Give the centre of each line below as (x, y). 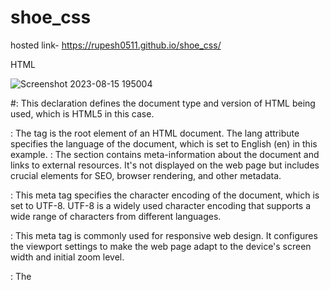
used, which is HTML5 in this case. (82, 113)
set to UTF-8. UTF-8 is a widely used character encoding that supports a (161, 205)
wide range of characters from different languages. (116, 216)
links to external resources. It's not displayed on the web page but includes (165, 165)
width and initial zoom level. (67, 257)
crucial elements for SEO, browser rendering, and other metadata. (146, 175)
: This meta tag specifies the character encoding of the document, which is (165, 195)
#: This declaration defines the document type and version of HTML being (163, 103)
